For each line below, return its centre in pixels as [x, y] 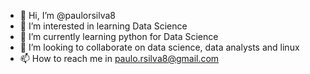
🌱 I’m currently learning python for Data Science [119, 36]
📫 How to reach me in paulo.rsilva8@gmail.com [119, 58]
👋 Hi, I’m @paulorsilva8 [67, 15]
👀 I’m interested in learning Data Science [103, 26]
